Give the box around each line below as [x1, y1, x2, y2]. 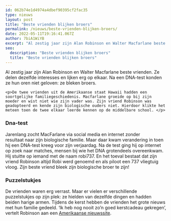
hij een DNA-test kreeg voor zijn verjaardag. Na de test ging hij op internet [5, 142, 161, 148]
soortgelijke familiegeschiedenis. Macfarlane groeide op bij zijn [5, 94, 152, 100]
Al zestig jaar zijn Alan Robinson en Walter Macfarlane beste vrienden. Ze [5, 69, 160, 75]
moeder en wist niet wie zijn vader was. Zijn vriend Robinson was [5, 99, 152, 104]
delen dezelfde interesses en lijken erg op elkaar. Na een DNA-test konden [5, 75, 162, 81]
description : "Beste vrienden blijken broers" [10, 50, 111, 55]
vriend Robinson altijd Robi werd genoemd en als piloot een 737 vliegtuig [5, 158, 159, 164]
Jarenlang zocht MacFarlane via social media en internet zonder [5, 131, 140, 137]
